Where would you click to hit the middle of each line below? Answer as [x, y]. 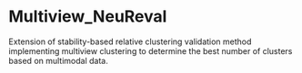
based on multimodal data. [58, 60]
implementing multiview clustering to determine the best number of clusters [151, 50]
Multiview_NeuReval [88, 17]
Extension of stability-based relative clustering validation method [130, 41]
